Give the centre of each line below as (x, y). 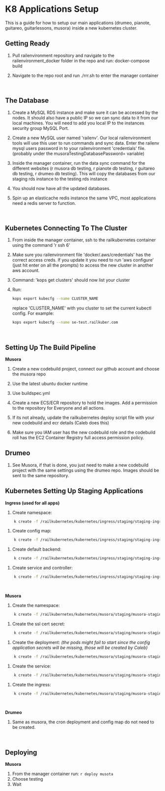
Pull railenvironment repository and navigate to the (63, 55)
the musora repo (29, 374)
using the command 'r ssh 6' (41, 245)
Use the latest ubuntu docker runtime (50, 383)
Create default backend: (37, 549)
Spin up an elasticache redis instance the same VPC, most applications (84, 198)
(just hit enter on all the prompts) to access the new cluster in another (83, 265)
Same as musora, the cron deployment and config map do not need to (83, 722)
